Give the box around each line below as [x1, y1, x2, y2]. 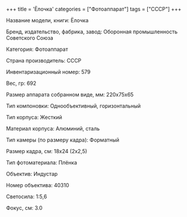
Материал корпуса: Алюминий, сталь [6, 125, 100, 132]
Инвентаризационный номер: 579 [6, 68, 91, 75]
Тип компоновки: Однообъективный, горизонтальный [6, 102, 141, 109]
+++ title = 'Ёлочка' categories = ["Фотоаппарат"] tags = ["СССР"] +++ [6, 6, 182, 12]
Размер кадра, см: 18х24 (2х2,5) [6, 148, 87, 154]
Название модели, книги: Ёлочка [6, 17, 89, 23]
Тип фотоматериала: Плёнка [6, 159, 77, 166]
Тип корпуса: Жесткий [6, 114, 63, 120]
